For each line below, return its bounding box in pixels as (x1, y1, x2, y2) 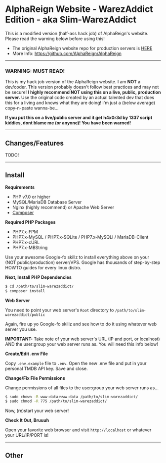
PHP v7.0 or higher (12, 194, 51, 200)
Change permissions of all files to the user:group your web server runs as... (5, 385, 159, 391)
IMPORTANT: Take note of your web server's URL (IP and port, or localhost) (5, 336, 160, 342)
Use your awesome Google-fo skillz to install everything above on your (5, 254, 150, 260)
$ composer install (5, 288, 45, 293)
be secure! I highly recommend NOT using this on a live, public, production (5, 89, 161, 95)
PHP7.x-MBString (12, 244, 48, 251)
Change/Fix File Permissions (5, 375, 65, 381)
